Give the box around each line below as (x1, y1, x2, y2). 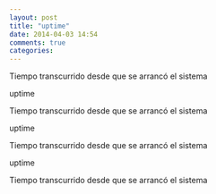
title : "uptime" (9, 21, 70, 30)
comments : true (9, 38, 66, 47)
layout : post (9, 13, 58, 22)
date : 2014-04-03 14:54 (9, 30, 99, 38)
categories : (9, 46, 54, 55)
